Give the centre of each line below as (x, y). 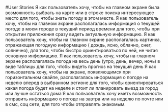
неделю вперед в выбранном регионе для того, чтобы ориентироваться (84, 83)
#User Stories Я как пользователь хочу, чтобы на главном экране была (82, 7)
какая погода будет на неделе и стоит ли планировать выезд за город (82, 88)
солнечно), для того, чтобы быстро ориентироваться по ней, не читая (81, 50)
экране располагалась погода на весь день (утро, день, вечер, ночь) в (83, 61)
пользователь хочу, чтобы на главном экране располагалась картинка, (83, 40)
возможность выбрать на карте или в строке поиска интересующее (80, 13)
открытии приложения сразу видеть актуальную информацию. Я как (80, 34)
